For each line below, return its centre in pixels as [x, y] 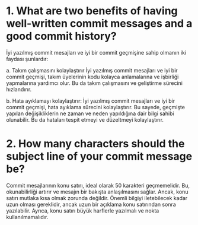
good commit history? [61, 36]
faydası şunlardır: [27, 59]
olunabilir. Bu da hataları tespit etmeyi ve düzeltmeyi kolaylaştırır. [85, 119]
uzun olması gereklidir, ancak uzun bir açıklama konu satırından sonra [91, 204]
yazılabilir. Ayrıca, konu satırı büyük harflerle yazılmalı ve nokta [83, 210]
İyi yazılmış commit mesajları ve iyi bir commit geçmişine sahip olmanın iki [96, 52]
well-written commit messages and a [99, 23]
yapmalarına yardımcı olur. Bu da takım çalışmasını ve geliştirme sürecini [94, 83]
